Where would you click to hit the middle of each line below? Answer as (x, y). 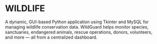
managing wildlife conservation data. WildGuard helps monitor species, (77, 27)
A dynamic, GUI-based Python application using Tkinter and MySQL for (77, 22)
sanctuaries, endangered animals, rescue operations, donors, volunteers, (79, 32)
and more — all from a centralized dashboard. (51, 37)
